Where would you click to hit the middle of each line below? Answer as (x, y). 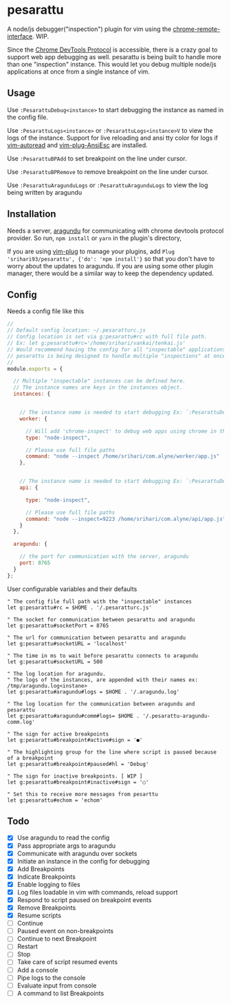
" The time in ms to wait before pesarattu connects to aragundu (102, 656)
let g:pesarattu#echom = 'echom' (55, 800)
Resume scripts (39, 916)
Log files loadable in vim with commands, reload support (97, 892)
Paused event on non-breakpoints (65, 931)
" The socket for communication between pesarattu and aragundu (101, 619)
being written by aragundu (45, 192)
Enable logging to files (48, 884)
